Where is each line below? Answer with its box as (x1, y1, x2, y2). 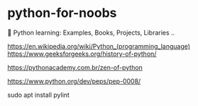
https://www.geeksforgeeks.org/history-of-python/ (7, 49, 157, 58)
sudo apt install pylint (7, 90, 70, 99)
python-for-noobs (7, 5, 117, 21)
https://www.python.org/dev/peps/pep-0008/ (7, 76, 141, 86)
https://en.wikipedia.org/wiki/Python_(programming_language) (7, 42, 190, 50)
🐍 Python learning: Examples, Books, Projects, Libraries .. (7, 28, 175, 37)
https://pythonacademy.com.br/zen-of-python (7, 63, 143, 71)
